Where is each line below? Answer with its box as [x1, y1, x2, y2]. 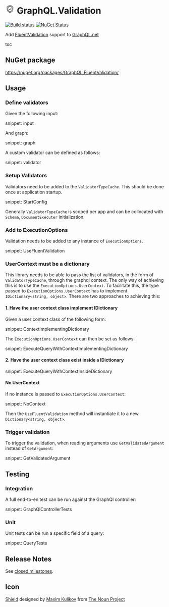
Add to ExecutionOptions [5, 226, 68, 233]
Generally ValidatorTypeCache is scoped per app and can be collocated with [5, 209, 163, 215]
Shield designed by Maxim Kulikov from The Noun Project [5, 596, 125, 602]
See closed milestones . [5, 568, 54, 574]
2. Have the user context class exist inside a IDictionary [5, 357, 124, 363]
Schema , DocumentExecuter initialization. [5, 214, 85, 220]
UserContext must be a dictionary [5, 260, 90, 267]
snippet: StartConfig [5, 198, 47, 205]
